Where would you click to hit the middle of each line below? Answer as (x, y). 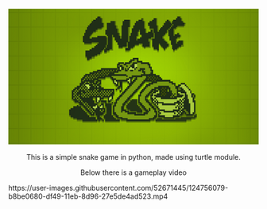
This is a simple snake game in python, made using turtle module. (133, 157)
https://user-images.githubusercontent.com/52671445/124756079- (118, 188)
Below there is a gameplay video (133, 172)
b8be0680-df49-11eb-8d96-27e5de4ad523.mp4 (88, 196)
